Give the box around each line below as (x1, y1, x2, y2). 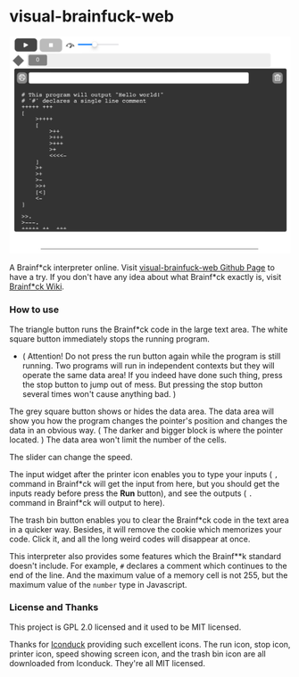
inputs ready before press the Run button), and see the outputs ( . (9, 488, 253, 499)
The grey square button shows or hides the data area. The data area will (9, 406, 275, 417)
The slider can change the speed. (9, 451, 133, 462)
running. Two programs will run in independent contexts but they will (21, 359, 275, 371)
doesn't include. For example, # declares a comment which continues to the (9, 560, 287, 571)
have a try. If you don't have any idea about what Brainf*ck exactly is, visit (9, 272, 282, 283)
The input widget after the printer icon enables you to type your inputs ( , (9, 468, 279, 479)
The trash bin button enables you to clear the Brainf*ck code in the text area (9, 515, 289, 525)
